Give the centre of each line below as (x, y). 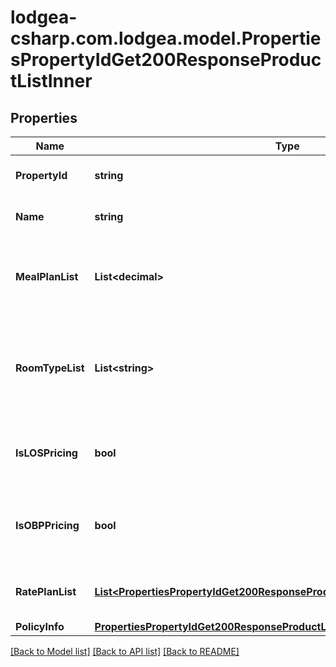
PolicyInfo (40, 626)
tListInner (51, 81)
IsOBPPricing (47, 525)
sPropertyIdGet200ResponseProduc (166, 60)
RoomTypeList (50, 368)
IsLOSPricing (46, 453)
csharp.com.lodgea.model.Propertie (166, 38)
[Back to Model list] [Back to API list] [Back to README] (125, 651)
